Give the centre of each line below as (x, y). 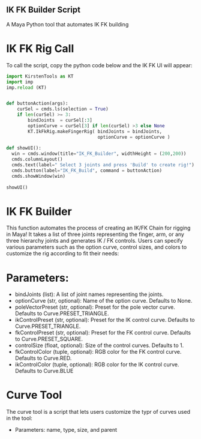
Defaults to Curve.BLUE (44, 371)
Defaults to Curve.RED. (43, 358)
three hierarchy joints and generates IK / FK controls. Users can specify (94, 241)
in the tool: (19, 418)
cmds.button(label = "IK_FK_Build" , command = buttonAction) (87, 171)
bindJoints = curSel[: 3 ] (60, 120)
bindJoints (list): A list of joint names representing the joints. (89, 294)
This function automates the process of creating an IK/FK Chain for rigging (98, 228)
